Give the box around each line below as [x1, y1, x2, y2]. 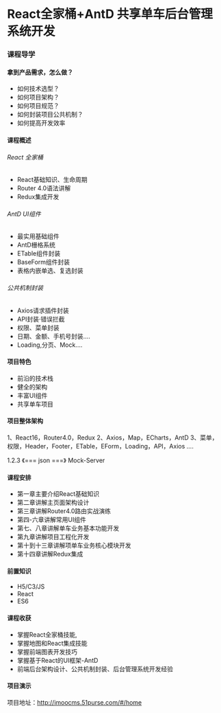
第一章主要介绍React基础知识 [16, 490, 100, 498]
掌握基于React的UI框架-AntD [16, 656, 99, 664]
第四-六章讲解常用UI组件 [16, 516, 87, 524]
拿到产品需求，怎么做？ [7, 68, 73, 76]
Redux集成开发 [16, 193, 60, 201]
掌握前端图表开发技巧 [16, 647, 77, 656]
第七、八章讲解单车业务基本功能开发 [16, 524, 120, 532]
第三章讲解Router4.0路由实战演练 [16, 507, 112, 515]
